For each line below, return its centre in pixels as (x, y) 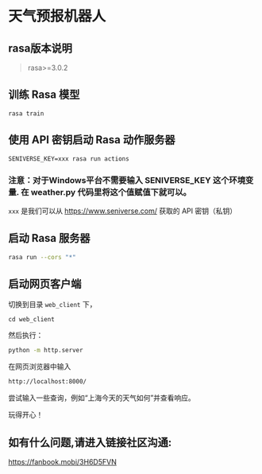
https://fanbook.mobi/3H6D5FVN (62, 461)
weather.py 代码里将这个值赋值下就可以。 (111, 192)
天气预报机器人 (57, 16)
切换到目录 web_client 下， (52, 305)
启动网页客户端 (45, 284)
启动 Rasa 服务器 (49, 238)
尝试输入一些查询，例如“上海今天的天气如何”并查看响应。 (102, 398)
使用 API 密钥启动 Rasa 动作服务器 (92, 140)
